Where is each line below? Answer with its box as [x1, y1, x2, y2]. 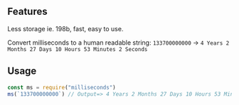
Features [7, 6, 48, 18]
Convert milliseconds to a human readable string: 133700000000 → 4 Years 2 [7, 38, 230, 47]
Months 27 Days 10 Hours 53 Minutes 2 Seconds [7, 45, 148, 52]
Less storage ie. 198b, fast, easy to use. [7, 24, 124, 33]
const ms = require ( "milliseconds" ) [7, 84, 116, 91]
